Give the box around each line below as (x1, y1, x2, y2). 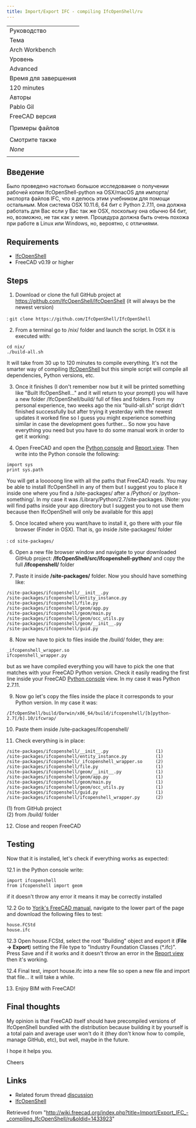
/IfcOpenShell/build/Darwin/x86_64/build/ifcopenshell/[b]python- (6, 710, 171, 716)
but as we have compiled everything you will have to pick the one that (6, 663, 174, 670)
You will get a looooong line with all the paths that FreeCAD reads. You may (6, 477, 187, 484)
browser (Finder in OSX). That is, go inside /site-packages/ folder (15, 526, 173, 533)
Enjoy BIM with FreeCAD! (15, 985, 75, 992)
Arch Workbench (9, 45, 56, 53)
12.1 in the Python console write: (6, 866, 84, 873)
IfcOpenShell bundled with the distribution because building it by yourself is (6, 1023, 189, 1031)
